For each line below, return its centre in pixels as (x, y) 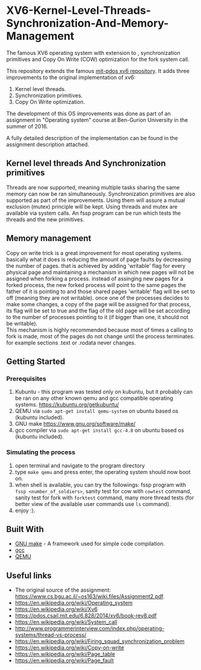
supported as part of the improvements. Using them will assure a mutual (96, 200)
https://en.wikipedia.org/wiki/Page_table (65, 654)
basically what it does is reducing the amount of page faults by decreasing (99, 259)
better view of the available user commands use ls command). (93, 504)
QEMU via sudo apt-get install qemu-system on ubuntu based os (97, 411)
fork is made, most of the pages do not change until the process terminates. (100, 336)
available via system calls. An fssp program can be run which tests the (94, 213)
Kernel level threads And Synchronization (86, 163)
